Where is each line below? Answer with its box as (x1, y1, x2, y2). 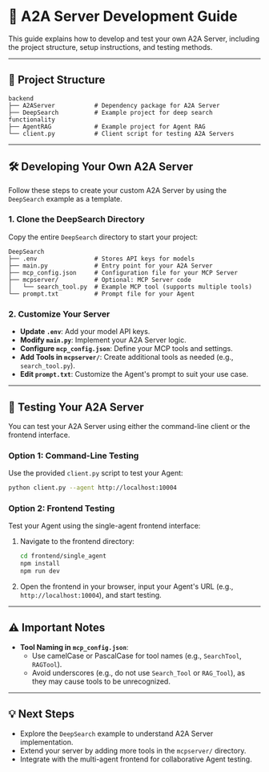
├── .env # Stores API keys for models (8, 255, 195, 263)
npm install (19, 560, 60, 568)
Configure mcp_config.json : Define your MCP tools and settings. (19, 344, 234, 353)
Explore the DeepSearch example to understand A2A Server (19, 729, 214, 738)
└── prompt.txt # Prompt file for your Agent (8, 289, 195, 298)
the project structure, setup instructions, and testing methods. (8, 42, 213, 51)
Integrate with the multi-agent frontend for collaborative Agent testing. (19, 754, 252, 764)
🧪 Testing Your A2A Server (8, 400, 144, 414)
